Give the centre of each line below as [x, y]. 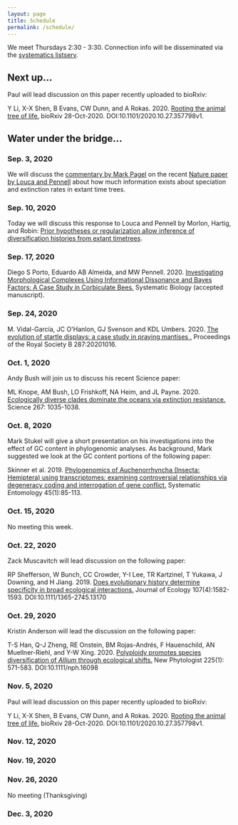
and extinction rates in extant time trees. [67, 189]
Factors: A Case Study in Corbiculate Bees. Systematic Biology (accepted [115, 287]
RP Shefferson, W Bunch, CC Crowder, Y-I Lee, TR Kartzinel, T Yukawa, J [115, 574]
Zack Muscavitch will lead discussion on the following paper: [97, 561]
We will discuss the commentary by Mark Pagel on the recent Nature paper [118, 174]
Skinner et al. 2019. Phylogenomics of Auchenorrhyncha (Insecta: [104, 470]
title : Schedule [31, 21]
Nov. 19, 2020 [32, 761]
